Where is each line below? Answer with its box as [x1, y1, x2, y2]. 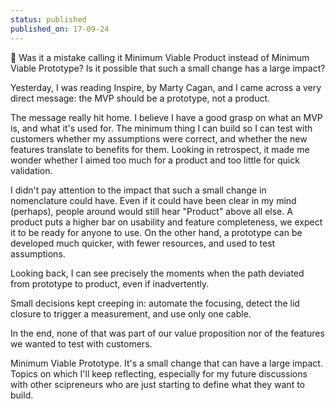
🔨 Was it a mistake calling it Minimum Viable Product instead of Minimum [10, 51, 310, 63]
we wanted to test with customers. [10, 337, 153, 350]
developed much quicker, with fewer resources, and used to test [10, 237, 276, 249]
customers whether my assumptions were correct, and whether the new [10, 132, 308, 145]
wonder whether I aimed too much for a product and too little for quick [10, 154, 300, 166]
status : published [10, 14, 87, 25]
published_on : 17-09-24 [10, 24, 110, 34]
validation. [10, 164, 53, 176]
